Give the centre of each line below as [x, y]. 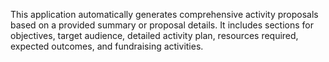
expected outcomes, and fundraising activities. [107, 46]
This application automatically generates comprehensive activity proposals [164, 14]
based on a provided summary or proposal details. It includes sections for [162, 25]
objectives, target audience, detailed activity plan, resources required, [154, 35]
